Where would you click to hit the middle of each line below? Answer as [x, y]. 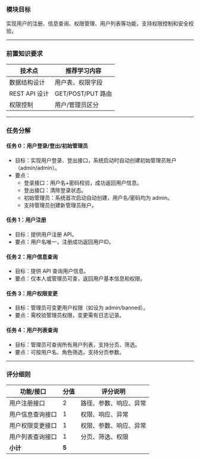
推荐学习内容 [83, 71]
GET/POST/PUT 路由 [83, 93]
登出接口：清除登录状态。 [55, 190]
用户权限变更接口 [33, 425]
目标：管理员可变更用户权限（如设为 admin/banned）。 [82, 308]
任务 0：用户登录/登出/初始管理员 [47, 146]
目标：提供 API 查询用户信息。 [52, 271]
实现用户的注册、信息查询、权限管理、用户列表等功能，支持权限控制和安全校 [100, 24]
